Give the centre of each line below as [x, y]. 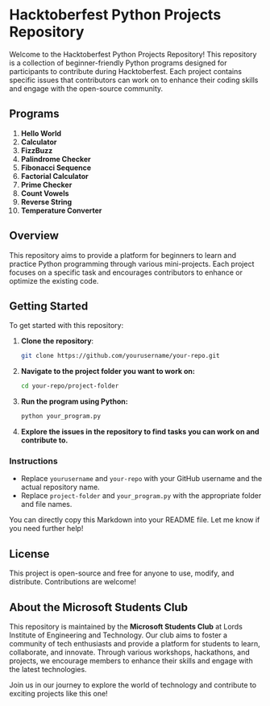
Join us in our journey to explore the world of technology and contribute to [133, 685]
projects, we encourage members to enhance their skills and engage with [131, 660]
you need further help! [46, 529]
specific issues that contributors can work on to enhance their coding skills [134, 80]
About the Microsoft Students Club [99, 607]
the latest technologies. [48, 669]
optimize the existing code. [54, 280]
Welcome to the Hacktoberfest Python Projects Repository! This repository [133, 54]
